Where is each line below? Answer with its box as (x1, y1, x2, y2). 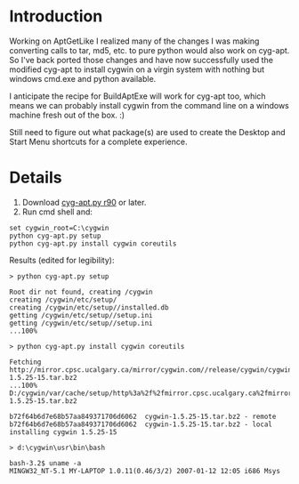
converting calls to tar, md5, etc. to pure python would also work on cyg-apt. (9, 44, 290, 55)
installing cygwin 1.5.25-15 (9, 427, 117, 437)
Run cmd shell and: (21, 206, 93, 217)
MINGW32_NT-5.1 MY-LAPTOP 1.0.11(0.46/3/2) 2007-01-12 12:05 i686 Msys (9, 466, 280, 475)
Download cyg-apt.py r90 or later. (21, 197, 147, 207)
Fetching (9, 358, 42, 367)
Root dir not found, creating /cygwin (9, 287, 153, 296)
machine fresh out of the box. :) (9, 109, 125, 120)
